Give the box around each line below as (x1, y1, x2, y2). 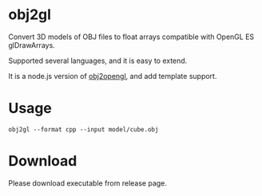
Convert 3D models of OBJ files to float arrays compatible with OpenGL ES (8, 32, 255, 41)
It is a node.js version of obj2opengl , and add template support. (8, 71, 217, 80)
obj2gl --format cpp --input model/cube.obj (8, 125, 159, 133)
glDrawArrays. (8, 40, 56, 49)
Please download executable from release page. (8, 178, 168, 188)
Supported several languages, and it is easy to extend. (8, 56, 188, 65)
